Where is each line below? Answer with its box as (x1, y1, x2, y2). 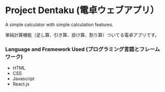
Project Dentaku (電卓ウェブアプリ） (5, 5, 159, 16)
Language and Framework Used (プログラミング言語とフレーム (5, 46, 160, 53)
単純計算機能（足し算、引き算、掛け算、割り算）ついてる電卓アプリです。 (5, 32, 160, 38)
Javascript (12, 76, 35, 82)
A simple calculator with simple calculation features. (5, 21, 114, 28)
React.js (12, 81, 30, 87)
